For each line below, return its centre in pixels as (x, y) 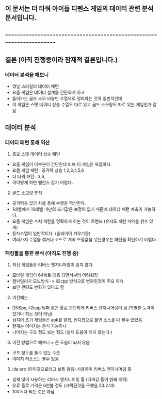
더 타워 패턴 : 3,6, (29, 177)
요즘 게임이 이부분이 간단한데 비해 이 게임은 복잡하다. (62, 165)
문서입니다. (21, 18)
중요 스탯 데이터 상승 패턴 (36, 154)
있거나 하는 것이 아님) (32, 314)
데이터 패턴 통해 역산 (27, 142)
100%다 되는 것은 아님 (33, 392)
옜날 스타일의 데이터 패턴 (35, 86)
